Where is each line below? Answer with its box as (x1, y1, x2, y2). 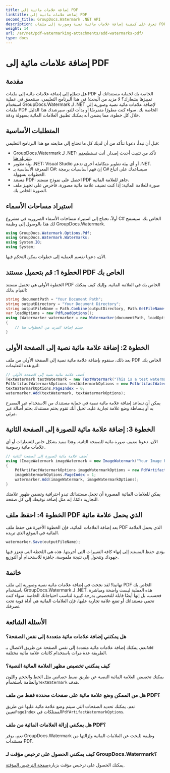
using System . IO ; (6, 240, 42, 245)
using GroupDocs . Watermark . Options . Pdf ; (6, 230, 92, 235)
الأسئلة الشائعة (6, 618, 47, 626)
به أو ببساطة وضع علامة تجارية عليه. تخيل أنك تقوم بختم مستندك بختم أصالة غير (6, 405, 154, 411)
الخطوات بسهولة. (13, 171, 46, 177)
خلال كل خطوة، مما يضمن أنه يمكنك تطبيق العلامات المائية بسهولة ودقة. (6, 112, 140, 118)
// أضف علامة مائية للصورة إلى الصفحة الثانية (6, 453, 87, 459)
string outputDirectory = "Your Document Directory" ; (6, 301, 122, 307)
